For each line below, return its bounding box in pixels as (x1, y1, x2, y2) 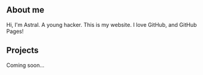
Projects (6, 45, 39, 55)
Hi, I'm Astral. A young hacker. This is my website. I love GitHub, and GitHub (6, 21, 197, 28)
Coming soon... (6, 61, 45, 69)
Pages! (6, 27, 24, 35)
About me (6, 5, 45, 15)
